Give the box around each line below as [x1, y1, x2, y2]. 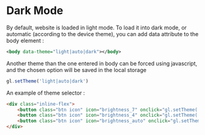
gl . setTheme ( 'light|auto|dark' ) [6, 78, 88, 84]
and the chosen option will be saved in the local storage [6, 66, 146, 73]
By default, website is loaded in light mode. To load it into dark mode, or [6, 24, 187, 31]
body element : [6, 37, 45, 44]
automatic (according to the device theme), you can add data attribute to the [6, 30, 199, 37]
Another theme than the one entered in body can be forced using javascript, [6, 59, 198, 67]
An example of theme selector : [6, 89, 85, 97]
